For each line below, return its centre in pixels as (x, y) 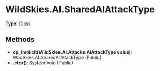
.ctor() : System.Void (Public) (43, 63)
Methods (20, 40)
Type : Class (18, 23)
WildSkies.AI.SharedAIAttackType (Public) (57, 57)
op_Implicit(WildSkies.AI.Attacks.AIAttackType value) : (72, 52)
